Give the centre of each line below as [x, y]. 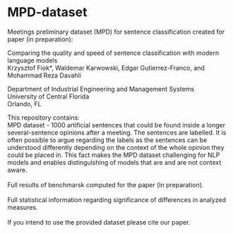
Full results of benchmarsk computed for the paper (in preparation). [106, 184]
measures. [23, 207]
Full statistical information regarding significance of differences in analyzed [116, 200]
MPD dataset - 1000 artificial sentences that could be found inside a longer [116, 125]
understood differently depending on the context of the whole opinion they [116, 147]
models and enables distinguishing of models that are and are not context [114, 162]
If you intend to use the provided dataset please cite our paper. [99, 222]
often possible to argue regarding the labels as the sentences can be [107, 140]
